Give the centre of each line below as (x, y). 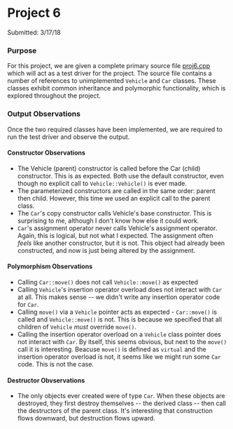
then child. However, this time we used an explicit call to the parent (114, 198)
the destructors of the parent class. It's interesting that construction (115, 411)
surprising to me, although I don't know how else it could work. (108, 220)
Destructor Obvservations (46, 380)
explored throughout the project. (54, 95)
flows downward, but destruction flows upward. (86, 418)
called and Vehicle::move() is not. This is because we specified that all (120, 319)
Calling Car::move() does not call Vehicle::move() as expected (107, 282)
